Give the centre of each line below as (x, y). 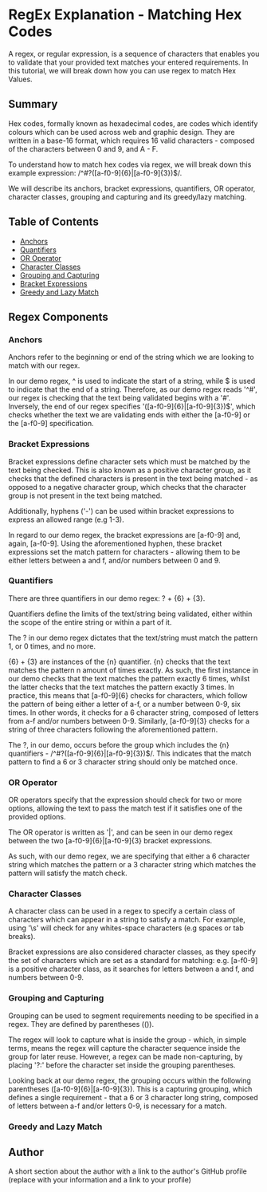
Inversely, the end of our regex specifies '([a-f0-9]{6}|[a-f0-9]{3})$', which (132, 407)
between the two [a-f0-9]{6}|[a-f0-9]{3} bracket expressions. (110, 841)
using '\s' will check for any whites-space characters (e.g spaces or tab (126, 928)
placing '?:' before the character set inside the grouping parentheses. (122, 1065)
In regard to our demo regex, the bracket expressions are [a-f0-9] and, (124, 535)
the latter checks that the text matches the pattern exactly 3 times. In (122, 687)
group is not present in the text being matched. (85, 495)
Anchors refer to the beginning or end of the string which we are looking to (131, 357)
